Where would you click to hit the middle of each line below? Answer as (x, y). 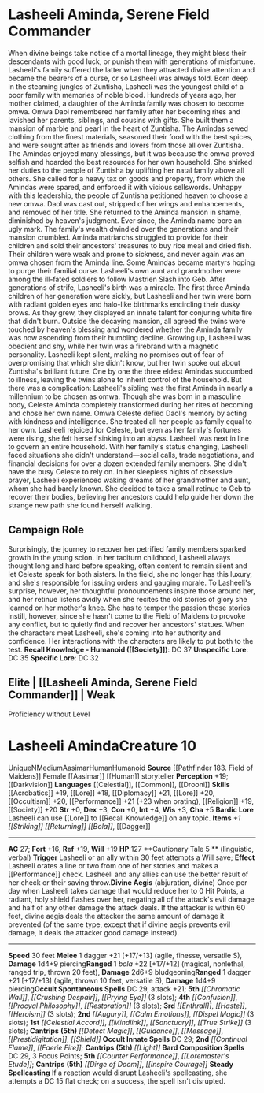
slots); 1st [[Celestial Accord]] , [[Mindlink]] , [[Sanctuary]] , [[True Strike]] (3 (130, 1022)
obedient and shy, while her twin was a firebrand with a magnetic (114, 346)
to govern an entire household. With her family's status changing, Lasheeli (128, 446)
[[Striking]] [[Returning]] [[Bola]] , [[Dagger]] (79, 826)
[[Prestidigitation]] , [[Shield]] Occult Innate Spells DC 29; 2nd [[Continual (128, 1039)
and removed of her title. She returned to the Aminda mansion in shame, (125, 212)
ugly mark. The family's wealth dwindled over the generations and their (123, 229)
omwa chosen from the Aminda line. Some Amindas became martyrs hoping (132, 262)
